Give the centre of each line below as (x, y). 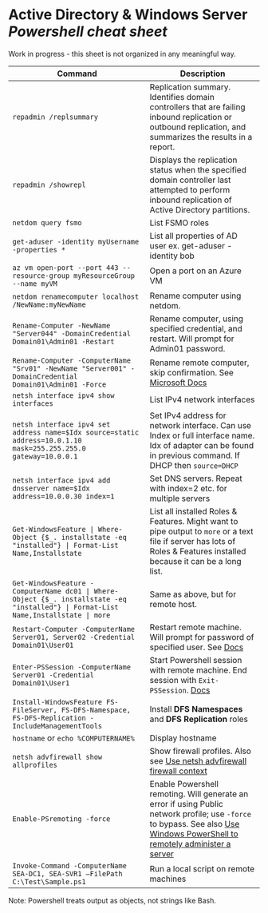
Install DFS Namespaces (196, 709)
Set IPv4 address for (188, 415)
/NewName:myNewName (49, 304)
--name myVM (35, 284)
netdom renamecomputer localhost (76, 296)
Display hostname (183, 738)
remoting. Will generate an (199, 794)
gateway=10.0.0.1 (45, 456)
